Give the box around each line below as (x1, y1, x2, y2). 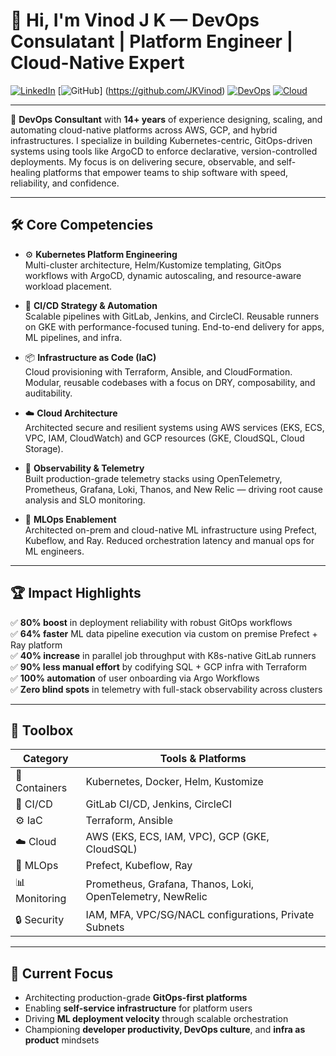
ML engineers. (24, 545, 85, 557)
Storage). (24, 442, 64, 454)
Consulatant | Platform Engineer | (10, 30, 294, 53)
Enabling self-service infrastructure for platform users (24, 1002, 253, 1014)
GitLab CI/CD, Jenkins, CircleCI (85, 797, 233, 811)
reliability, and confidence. (10, 177, 120, 189)
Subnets (85, 920, 125, 934)
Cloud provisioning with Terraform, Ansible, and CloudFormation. (24, 365, 293, 378)
